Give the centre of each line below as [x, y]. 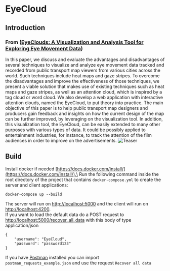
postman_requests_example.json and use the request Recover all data [78, 263]
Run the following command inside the [119, 174]
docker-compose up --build [34, 194]
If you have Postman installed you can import [52, 257]
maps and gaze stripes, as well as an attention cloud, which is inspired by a [84, 92]
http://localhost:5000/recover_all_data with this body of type [68, 220]
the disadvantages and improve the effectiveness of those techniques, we [82, 81]
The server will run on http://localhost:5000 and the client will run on [77, 203]
